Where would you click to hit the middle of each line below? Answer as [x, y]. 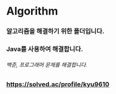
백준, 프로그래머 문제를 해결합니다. [47, 64]
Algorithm [32, 11]
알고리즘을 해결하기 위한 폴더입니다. [55, 32]
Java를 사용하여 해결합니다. [45, 49]
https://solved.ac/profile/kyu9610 [58, 84]
